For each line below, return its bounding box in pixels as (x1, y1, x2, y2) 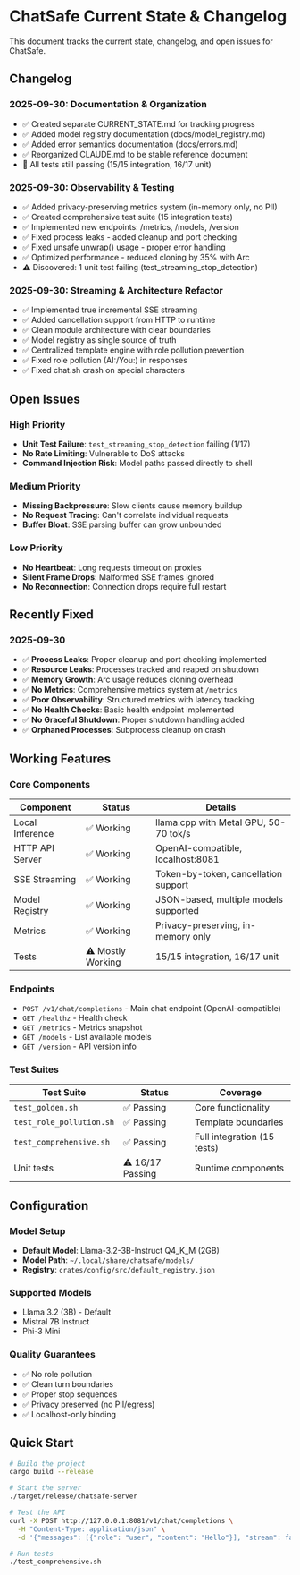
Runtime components (195, 1162, 285, 1174)
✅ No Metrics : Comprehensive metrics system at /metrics (21, 685, 238, 695)
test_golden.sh (13, 1102, 79, 1113)
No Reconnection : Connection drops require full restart (21, 581, 227, 592)
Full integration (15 (195, 1130, 275, 1143)
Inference (13, 827, 54, 839)
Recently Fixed (9, 607, 94, 622)
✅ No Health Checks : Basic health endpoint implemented (21, 704, 235, 715)
